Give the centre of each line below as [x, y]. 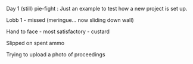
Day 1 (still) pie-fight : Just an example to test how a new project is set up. [97, 9]
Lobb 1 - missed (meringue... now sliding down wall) [70, 20]
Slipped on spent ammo [35, 43]
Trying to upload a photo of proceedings [56, 55]
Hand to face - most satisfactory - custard [58, 31]
